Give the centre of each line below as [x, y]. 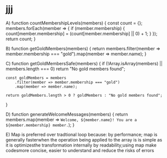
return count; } [21, 39]
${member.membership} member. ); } [40, 125]
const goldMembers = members [36, 78]
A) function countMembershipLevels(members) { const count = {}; [74, 23]
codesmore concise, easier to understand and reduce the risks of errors [80, 150]
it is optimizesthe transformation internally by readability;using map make [81, 145]
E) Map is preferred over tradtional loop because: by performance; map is [81, 134]
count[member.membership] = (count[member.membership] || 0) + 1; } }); [81, 33]
